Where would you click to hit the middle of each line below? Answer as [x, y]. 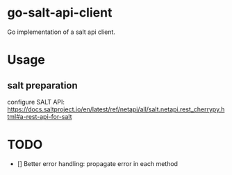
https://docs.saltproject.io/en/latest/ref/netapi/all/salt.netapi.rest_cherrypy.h [116, 109]
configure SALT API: [36, 102]
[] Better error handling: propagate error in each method [98, 163]
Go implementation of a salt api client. [61, 32]
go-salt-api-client [60, 13]
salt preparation [42, 85]
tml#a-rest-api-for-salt [40, 116]
